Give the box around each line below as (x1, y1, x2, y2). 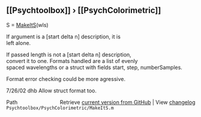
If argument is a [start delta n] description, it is (6, 33, 121, 40)
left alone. (6, 39, 31, 46)
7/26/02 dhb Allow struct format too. (6, 87, 97, 94)
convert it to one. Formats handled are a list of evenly (6, 57, 138, 64)
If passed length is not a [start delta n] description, (6, 51, 132, 58)
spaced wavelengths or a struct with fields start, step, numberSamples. (6, 64, 183, 71)
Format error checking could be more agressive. (6, 75, 126, 82)
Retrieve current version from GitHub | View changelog (59, 98, 196, 106)
